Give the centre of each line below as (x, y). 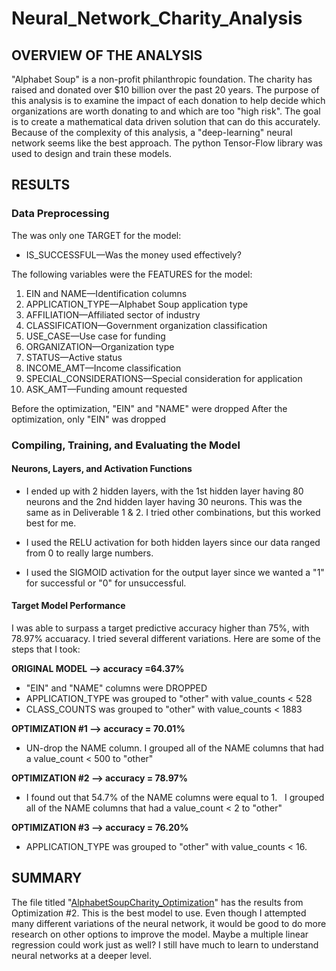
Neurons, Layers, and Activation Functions (102, 469)
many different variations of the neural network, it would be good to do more (169, 923)
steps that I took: (46, 649)
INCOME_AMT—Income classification (103, 368)
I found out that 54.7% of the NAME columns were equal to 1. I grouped (175, 798)
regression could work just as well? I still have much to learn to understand (165, 944)
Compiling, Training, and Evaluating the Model (126, 445)
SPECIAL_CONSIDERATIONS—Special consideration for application (164, 378)
